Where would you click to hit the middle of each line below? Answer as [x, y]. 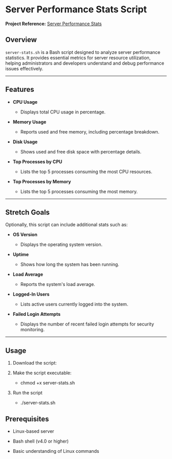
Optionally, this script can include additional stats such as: [67, 225]
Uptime [21, 255]
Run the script [27, 393]
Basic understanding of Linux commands [56, 451]
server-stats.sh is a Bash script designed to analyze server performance [83, 52]
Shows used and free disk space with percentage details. [81, 151]
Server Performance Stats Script [76, 9]
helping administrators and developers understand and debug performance [85, 63]
